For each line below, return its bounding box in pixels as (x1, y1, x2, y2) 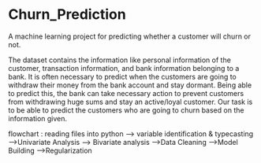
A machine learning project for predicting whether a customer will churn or (8, 31, 251, 41)
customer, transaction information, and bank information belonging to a (8, 63, 240, 72)
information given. (8, 113, 68, 123)
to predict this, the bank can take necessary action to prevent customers (8, 88, 244, 98)
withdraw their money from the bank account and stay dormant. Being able (8, 80, 252, 90)
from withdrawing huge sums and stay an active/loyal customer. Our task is (8, 97, 253, 106)
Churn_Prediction (8, 6, 126, 24)
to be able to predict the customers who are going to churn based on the (8, 105, 244, 115)
